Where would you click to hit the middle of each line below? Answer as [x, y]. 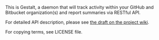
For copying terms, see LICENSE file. [44, 32]
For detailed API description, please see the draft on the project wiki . [77, 22]
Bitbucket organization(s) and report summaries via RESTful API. [73, 12]
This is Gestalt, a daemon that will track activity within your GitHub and [79, 7]
